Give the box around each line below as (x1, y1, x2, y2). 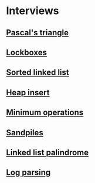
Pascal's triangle (6, 28, 69, 38)
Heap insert (6, 87, 50, 98)
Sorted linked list (6, 68, 69, 78)
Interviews (6, 4, 59, 18)
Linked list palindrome (6, 147, 89, 157)
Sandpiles (6, 128, 44, 138)
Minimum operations (6, 108, 84, 118)
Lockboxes (6, 47, 48, 57)
